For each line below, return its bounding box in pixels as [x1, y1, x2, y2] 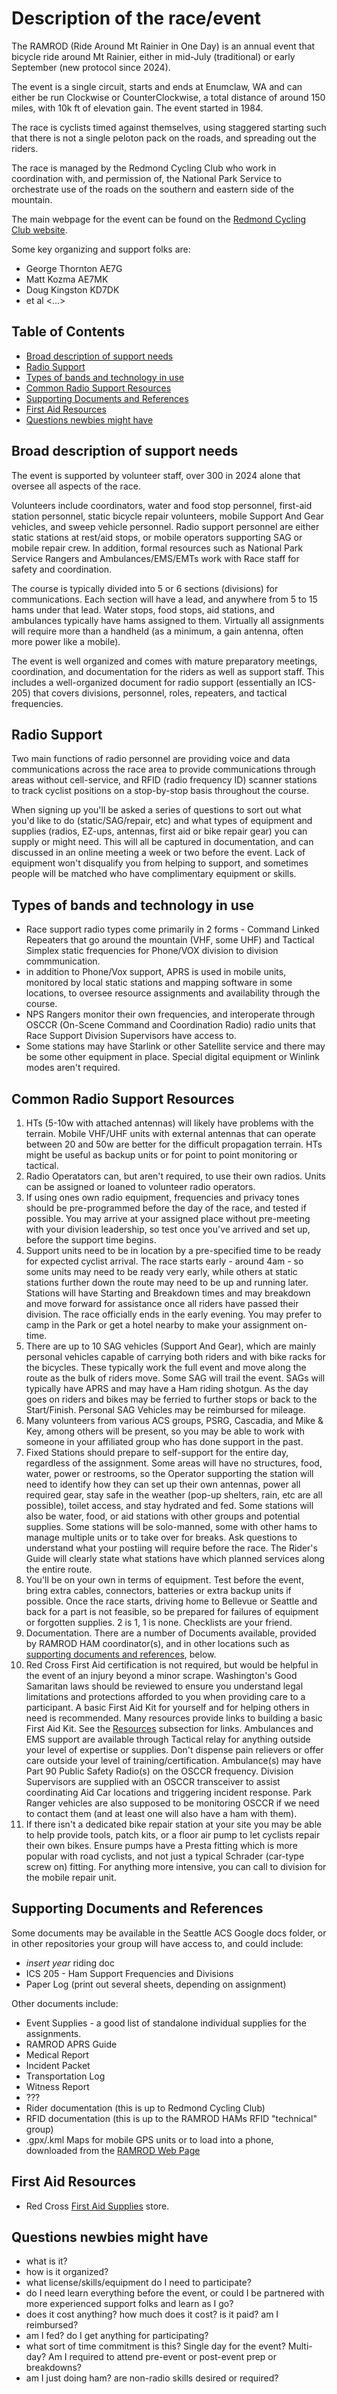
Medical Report [25, 2048, 89, 2061]
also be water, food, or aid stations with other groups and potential [25, 1510, 301, 1522]
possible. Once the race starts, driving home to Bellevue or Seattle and [25, 1595, 318, 1607]
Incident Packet [25, 2059, 91, 2071]
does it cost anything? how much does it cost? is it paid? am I [25, 2308, 279, 2321]
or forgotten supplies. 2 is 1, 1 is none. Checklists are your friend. [25, 1617, 293, 1628]
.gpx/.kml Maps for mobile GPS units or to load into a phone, [25, 2133, 274, 2146]
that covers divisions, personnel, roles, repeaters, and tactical [32, 687, 288, 699]
